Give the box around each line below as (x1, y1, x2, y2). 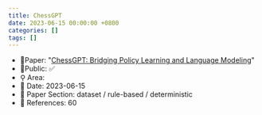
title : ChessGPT (8, 11, 62, 20)
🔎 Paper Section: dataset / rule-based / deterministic (19, 90, 194, 99)
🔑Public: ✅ (19, 64, 56, 74)
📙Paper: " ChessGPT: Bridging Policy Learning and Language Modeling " (19, 56, 255, 65)
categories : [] (8, 26, 59, 34)
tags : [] (8, 33, 37, 42)
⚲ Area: (19, 73, 45, 82)
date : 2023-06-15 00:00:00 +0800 (8, 19, 119, 27)
